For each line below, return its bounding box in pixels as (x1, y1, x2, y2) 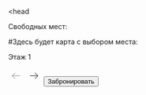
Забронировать (47, 78, 95, 86)
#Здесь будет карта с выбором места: (8, 37, 138, 46)
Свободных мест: (8, 22, 68, 31)
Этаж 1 (8, 53, 32, 61)
